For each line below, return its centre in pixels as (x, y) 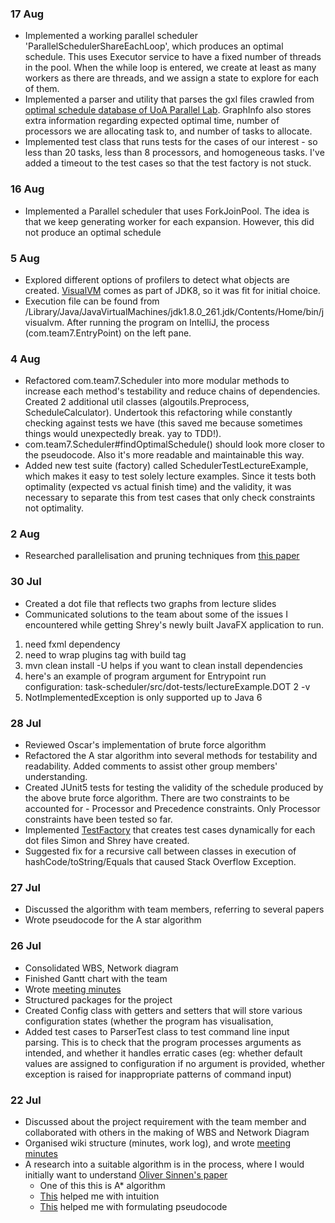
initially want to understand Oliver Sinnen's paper (126, 1174)
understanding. (56, 777)
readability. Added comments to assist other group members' (151, 766)
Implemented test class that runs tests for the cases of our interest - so (171, 142)
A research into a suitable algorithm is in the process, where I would (164, 1164)
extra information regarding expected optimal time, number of (152, 121)
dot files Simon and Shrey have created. (107, 841)
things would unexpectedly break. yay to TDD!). (123, 434)
